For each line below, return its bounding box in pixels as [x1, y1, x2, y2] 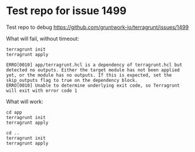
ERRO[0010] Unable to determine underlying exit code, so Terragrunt [6, 82, 180, 88]
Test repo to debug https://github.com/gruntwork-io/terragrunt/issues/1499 [6, 24, 189, 31]
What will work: [6, 98, 43, 105]
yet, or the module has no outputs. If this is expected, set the [6, 72, 172, 78]
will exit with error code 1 [6, 87, 78, 94]
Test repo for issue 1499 [6, 4, 127, 18]
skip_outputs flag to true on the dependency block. [6, 77, 138, 83]
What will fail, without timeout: [6, 35, 79, 42]
